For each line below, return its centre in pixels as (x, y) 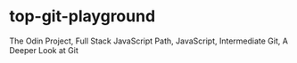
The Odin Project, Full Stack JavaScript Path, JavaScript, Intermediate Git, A (148, 41)
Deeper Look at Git (44, 50)
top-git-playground (82, 16)
